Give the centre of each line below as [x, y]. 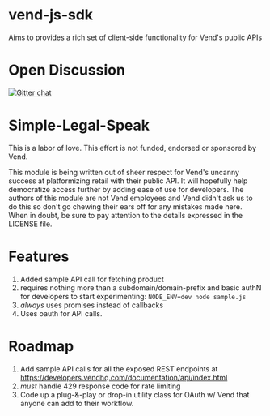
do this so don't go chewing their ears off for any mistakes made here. [125, 206]
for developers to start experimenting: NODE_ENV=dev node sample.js [133, 296]
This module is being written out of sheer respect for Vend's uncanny [124, 172]
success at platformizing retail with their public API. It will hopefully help [128, 181]
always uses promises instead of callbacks [92, 305]
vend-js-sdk [51, 15]
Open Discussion [67, 70]
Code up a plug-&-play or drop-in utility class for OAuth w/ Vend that [135, 394]
